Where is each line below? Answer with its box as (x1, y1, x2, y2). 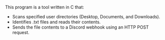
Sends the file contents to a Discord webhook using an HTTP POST (12, 24, 149, 30)
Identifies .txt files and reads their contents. (12, 19, 101, 25)
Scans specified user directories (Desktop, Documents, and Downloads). (12, 14, 161, 19)
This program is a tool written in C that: (5, 4, 84, 10)
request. (12, 30, 30, 35)
